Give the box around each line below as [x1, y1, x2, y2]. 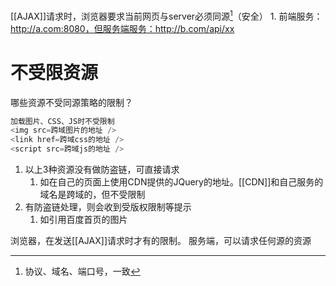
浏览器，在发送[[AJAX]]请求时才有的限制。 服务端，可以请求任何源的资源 [10, 235, 312, 247]
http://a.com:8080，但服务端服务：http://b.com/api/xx [10, 22, 235, 34]
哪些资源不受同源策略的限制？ [10, 96, 133, 108]
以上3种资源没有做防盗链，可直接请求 [24, 164, 180, 176]
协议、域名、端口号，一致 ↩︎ [24, 265, 141, 278]
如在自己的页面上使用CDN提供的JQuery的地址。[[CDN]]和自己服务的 [39, 176, 324, 188]
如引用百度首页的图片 [39, 214, 128, 226]
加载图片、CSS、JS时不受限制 [10, 116, 115, 126]
